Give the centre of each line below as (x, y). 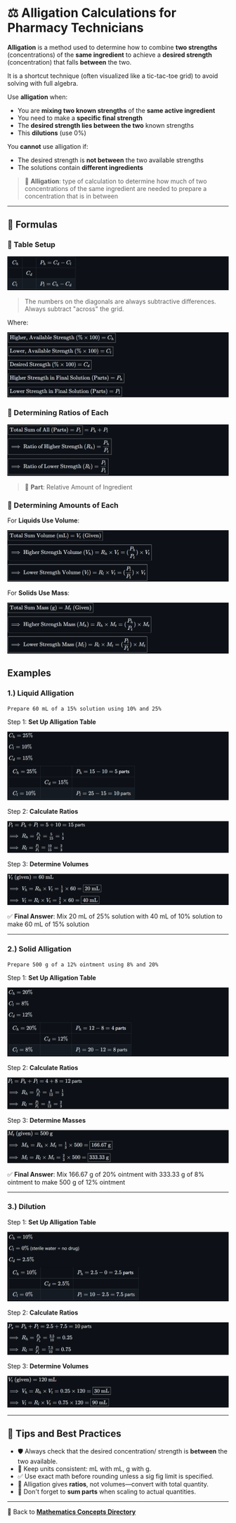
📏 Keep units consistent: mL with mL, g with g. (84, 1468)
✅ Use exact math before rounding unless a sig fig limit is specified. (116, 1476)
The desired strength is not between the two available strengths (110, 160)
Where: (18, 323)
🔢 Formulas (32, 225)
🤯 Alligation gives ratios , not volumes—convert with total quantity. (113, 1484)
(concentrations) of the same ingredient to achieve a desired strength (110, 55)
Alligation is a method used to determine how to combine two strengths (112, 47)
